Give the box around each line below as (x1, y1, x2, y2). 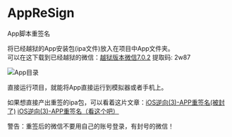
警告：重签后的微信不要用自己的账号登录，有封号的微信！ (7, 121, 174, 130)
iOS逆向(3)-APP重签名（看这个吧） (17, 107, 119, 115)
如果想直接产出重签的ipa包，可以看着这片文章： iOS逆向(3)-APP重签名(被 (7, 97, 219, 107)
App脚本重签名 (7, 29, 51, 37)
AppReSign (7, 5, 75, 21)
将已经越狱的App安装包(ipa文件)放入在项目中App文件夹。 (7, 44, 174, 52)
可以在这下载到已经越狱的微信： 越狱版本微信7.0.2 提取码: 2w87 (7, 53, 191, 61)
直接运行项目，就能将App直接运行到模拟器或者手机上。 (7, 83, 168, 91)
